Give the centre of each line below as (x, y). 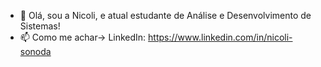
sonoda (35, 51)
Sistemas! (40, 26)
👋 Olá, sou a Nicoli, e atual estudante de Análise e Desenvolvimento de (165, 15)
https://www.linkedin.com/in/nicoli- (220, 37)
